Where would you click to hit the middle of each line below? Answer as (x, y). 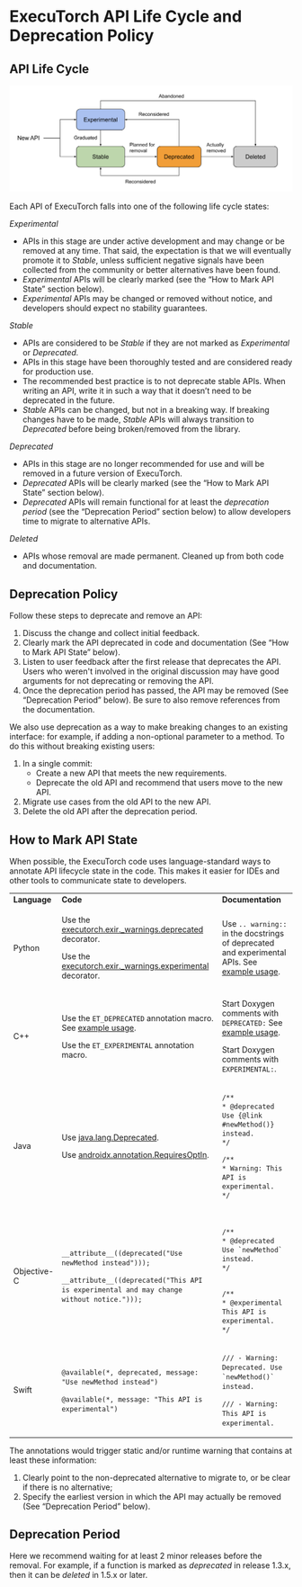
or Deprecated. (50, 353)
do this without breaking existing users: (82, 746)
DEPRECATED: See (252, 1023)
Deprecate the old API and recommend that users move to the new (159, 783)
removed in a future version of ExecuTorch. (102, 473)
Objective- (33, 1271)
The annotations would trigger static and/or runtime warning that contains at (151, 1450)
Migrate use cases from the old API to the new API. (116, 802)
